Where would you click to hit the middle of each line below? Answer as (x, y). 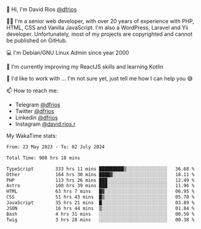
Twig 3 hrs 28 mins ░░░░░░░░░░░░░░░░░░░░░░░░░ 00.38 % (100, 220)
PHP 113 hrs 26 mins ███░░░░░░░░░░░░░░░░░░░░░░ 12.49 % (100, 180)
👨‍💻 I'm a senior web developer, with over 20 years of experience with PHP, (100, 21)
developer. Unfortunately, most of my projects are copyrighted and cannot (100, 34)
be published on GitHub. (37, 40)
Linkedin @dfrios (36, 118)
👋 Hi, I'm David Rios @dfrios (42, 9)
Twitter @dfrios (35, 111)
